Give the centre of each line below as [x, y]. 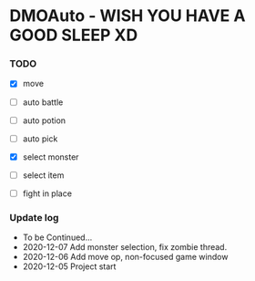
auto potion [44, 120]
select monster [51, 157]
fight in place [47, 193]
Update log [34, 217]
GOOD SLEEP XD [74, 35]
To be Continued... [57, 237]
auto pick [40, 139]
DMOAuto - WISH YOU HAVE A [127, 16]
